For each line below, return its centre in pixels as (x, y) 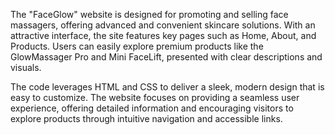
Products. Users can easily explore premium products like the (137, 46)
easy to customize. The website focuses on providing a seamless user (155, 97)
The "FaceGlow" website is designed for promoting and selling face (149, 14)
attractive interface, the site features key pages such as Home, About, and (163, 35)
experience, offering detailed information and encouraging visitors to (152, 108)
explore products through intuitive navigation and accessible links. (146, 118)
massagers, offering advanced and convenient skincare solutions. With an (163, 25)
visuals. (26, 67)
